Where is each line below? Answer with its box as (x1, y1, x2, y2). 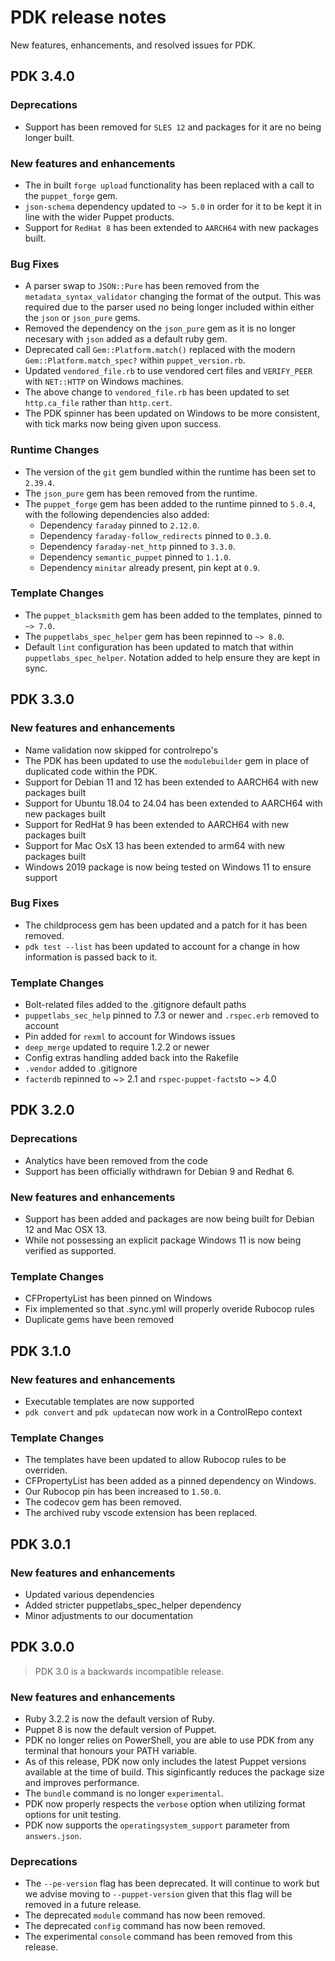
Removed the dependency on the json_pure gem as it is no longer (24, 322, 297, 335)
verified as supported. (24, 1245, 117, 1257)
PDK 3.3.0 (10, 691, 75, 708)
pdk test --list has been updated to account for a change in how (24, 940, 300, 952)
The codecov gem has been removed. (24, 1496, 182, 1508)
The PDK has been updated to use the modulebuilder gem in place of (24, 754, 310, 766)
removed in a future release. (24, 1899, 142, 1911)
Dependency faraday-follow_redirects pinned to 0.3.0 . (39, 529, 272, 541)
